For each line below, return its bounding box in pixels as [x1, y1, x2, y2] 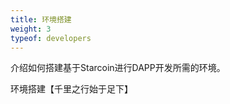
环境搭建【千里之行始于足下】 [10, 83, 133, 95]
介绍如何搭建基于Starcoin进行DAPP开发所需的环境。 [10, 62, 226, 74]
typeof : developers [10, 33, 92, 43]
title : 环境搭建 [10, 14, 72, 25]
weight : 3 [10, 24, 52, 34]
